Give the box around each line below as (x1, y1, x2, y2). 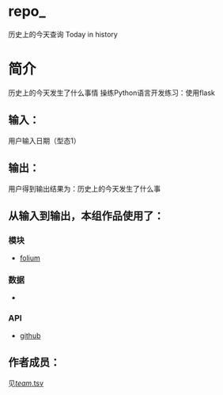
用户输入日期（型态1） (8, 135, 81, 145)
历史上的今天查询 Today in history (8, 29, 119, 39)
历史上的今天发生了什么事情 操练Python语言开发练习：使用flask (8, 88, 215, 97)
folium (19, 253, 41, 263)
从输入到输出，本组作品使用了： (8, 209, 164, 222)
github (19, 331, 41, 340)
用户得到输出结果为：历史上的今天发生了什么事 (8, 184, 161, 193)
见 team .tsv (8, 378, 44, 388)
